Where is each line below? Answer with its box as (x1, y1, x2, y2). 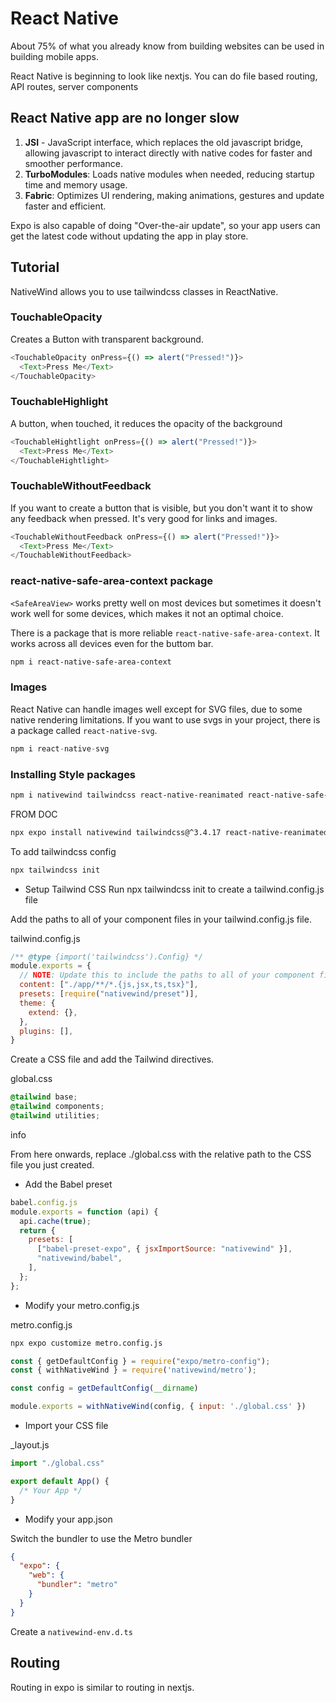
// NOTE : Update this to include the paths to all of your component (19, 970, 315, 981)
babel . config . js (10, 1197, 78, 1207)
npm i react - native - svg (10, 743, 110, 754)
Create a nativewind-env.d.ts (10, 1625, 133, 1637)
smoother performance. (24, 157, 123, 169)
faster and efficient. (24, 200, 107, 212)
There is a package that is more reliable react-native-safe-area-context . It (10, 627, 320, 639)
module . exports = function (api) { (10, 1207, 159, 1217)
